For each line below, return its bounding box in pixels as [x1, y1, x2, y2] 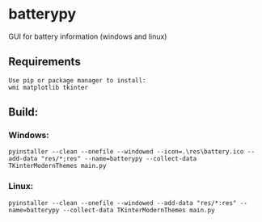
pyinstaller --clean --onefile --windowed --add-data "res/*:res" [8, 199, 237, 207]
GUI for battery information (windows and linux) [8, 31, 167, 41]
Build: [8, 106, 39, 119]
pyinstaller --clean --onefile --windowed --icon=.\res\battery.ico [8, 148, 244, 156]
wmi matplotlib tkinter [8, 83, 89, 91]
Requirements [8, 55, 81, 69]
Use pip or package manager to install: [8, 76, 147, 85]
